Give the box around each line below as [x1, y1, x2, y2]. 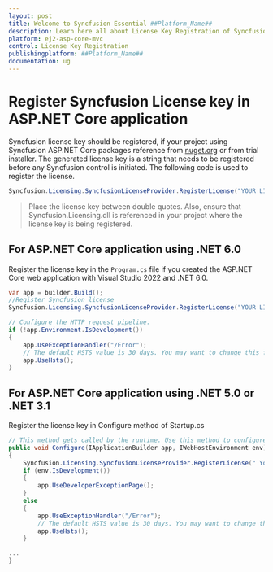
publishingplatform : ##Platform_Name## [8, 50, 144, 58]
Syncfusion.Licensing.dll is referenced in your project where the [28, 210, 243, 220]
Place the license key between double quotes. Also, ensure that [28, 201, 241, 212]
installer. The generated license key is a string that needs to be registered [8, 154, 254, 164]
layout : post [8, 11, 53, 20]
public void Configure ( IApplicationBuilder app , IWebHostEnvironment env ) [8, 443, 267, 452]
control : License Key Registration [8, 42, 129, 50]
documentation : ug [8, 58, 71, 66]
